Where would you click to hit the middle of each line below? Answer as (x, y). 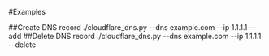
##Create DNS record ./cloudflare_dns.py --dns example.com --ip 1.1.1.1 (128, 27)
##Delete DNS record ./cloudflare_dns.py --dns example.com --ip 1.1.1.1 (142, 36)
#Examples (27, 12)
